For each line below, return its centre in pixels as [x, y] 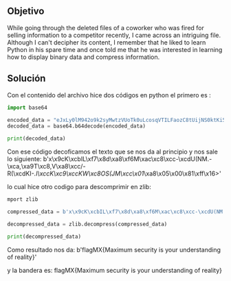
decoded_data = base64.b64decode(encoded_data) [77, 126]
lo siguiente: [24, 159]
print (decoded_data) [37, 139]
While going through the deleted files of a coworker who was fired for [106, 27]
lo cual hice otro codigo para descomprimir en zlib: [79, 187]
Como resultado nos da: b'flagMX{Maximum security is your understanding [114, 249]
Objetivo [26, 11]
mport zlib [23, 199]
